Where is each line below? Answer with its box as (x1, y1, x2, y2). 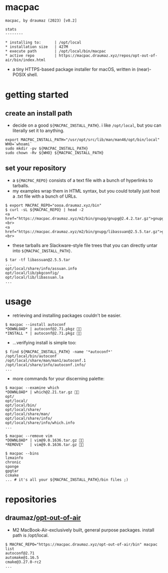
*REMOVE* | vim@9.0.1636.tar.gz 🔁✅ (5, 442, 84, 447)
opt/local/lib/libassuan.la (5, 275, 64, 280)
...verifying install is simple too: (12, 339, 76, 345)
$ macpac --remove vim (5, 433, 52, 438)
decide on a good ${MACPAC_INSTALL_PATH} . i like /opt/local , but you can (12, 122, 161, 128)
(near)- (136, 66, 151, 72)
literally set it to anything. (12, 127, 64, 134)
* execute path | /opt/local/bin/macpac (5, 49, 106, 54)
